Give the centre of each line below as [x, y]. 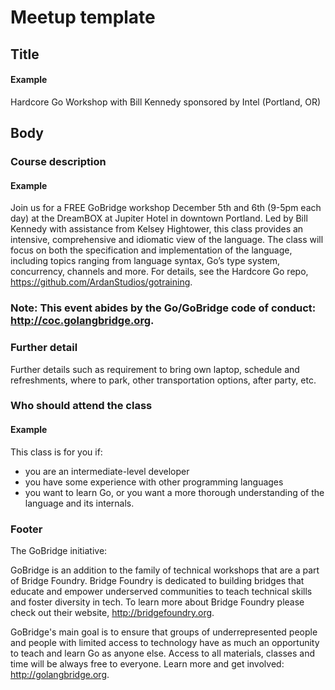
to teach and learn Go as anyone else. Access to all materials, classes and [163, 653]
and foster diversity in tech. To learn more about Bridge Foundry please [157, 602]
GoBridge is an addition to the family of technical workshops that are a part [165, 570]
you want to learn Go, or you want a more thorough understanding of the [174, 492]
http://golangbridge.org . [60, 674]
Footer [26, 529]
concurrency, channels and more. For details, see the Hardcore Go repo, [159, 272]
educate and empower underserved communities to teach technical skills [161, 591]
